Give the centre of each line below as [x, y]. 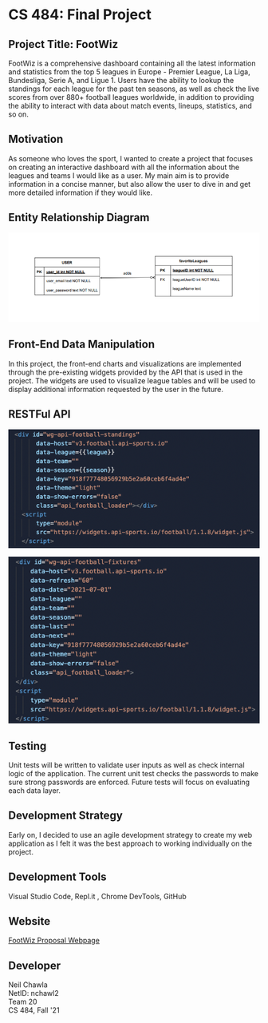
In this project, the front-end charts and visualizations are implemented [125, 363]
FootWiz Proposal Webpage [54, 941]
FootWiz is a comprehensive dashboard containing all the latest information [132, 63]
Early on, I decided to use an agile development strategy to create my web [130, 835]
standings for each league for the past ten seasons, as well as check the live [134, 89]
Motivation [36, 139]
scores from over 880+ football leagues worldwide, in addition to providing [131, 97]
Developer [35, 965]
